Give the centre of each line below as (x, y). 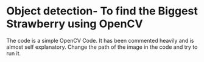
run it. (14, 53)
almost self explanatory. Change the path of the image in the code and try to (102, 47)
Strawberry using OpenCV (75, 24)
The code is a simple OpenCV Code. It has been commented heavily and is (100, 40)
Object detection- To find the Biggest (102, 11)
